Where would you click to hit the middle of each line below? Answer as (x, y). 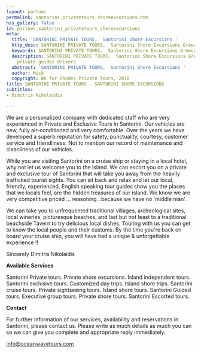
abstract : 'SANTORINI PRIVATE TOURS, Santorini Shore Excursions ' (99, 67)
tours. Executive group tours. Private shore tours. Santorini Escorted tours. (98, 296)
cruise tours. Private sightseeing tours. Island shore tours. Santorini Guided (99, 290)
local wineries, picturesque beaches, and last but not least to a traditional (96, 217)
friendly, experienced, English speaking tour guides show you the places (96, 186)
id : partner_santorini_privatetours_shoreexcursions (73, 28)
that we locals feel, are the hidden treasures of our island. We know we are (98, 193)
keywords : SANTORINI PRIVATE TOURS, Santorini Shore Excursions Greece (104, 51)
